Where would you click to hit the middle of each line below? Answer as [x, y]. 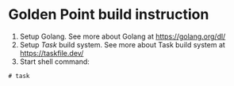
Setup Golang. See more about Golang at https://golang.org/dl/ [123, 36]
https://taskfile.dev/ [52, 53]
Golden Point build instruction [109, 15]
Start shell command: [54, 62]
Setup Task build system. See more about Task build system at [123, 44]
